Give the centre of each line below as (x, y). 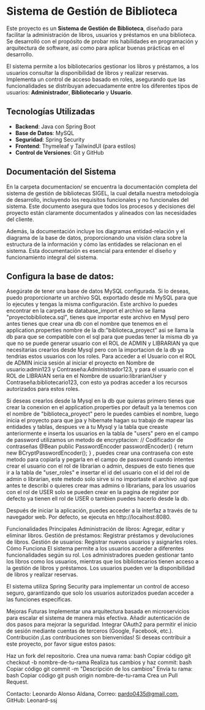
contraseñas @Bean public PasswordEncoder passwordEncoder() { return (100, 447)
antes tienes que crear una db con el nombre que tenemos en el (87, 324)
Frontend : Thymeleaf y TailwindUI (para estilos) (76, 146)
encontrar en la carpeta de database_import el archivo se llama (86, 311)
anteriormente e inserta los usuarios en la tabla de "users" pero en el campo (102, 433)
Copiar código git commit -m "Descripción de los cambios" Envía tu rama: (99, 669)
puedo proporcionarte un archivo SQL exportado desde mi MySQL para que (102, 298)
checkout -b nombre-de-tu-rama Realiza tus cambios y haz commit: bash (99, 662)
